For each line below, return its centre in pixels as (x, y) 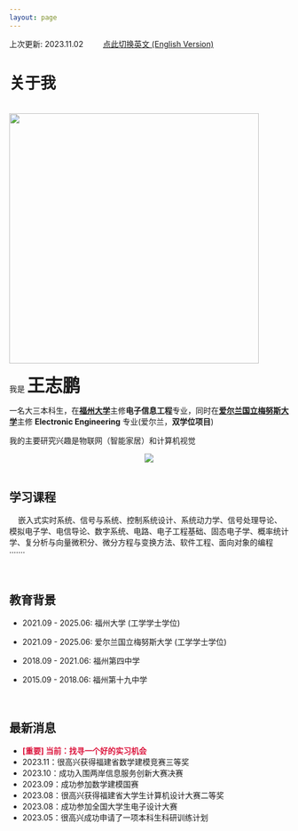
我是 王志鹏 (45, 385)
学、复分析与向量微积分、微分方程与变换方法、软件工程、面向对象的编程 (141, 543)
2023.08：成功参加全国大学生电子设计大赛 (100, 807)
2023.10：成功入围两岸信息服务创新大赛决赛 (102, 773)
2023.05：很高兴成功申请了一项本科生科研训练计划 (115, 818)
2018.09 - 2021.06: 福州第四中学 (81, 661)
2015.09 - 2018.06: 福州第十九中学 (85, 680)
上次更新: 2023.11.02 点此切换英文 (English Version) (112, 44)
